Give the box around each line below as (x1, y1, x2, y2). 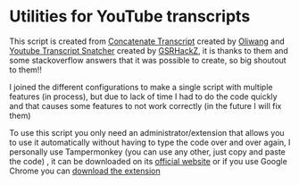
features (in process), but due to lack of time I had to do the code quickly (9, 91, 278, 102)
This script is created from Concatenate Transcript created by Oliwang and (9, 36, 285, 46)
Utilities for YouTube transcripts (9, 6, 251, 27)
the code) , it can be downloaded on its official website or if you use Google (9, 156, 287, 166)
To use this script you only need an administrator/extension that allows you (9, 127, 285, 138)
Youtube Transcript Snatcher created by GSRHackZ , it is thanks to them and (9, 45, 288, 55)
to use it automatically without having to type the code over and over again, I (9, 137, 291, 147)
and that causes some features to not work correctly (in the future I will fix (9, 100, 282, 111)
